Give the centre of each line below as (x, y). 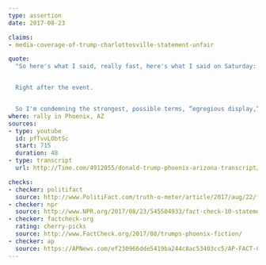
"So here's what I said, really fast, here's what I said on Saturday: (136, 67)
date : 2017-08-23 (37, 23)
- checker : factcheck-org (51, 219)
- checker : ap (32, 241)
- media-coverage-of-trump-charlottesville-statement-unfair (111, 44)
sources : (23, 124)
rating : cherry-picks (51, 227)
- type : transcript (40, 161)
